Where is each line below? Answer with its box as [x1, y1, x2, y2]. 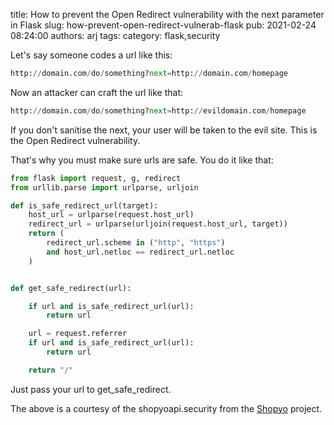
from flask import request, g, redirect [10, 173, 182, 183]
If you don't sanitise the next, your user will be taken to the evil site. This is [10, 124, 318, 136]
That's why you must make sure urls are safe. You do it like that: [10, 154, 274, 166]
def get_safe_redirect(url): [10, 283, 132, 293]
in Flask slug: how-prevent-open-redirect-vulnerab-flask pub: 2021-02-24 [10, 19, 317, 31]
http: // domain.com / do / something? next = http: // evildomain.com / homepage [10, 105, 307, 116]
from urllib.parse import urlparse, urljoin [10, 182, 199, 193]
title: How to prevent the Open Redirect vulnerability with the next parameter [10, 9, 325, 20]
